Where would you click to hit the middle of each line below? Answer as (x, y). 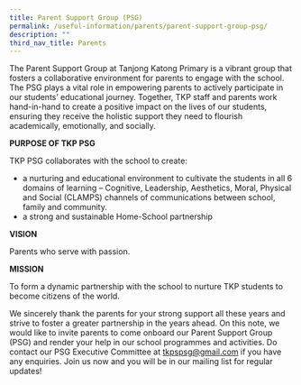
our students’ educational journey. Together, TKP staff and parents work (143, 97)
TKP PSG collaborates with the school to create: (98, 161)
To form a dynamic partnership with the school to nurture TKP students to (146, 287)
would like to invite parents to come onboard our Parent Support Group (141, 333)
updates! (26, 371)
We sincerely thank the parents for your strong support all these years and (147, 314)
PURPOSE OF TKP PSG (53, 143)
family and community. (65, 207)
